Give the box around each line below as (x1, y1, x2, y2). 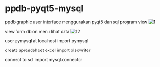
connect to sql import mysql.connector (5, 56, 82, 62)
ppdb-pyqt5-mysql (5, 3, 84, 14)
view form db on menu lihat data (5, 28, 70, 34)
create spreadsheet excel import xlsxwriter (5, 47, 91, 53)
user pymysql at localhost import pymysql (5, 37, 89, 44)
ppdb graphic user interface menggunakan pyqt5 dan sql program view (5, 19, 148, 25)
